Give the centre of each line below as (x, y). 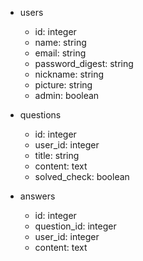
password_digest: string (84, 63)
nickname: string (69, 74)
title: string (57, 155)
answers (37, 196)
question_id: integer (75, 226)
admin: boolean (67, 95)
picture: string (63, 85)
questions (40, 115)
